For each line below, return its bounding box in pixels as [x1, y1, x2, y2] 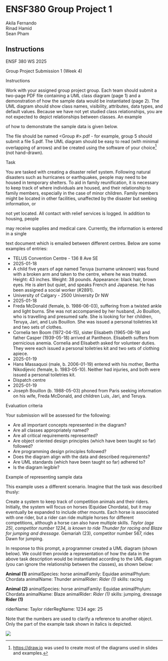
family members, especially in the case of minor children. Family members [5, 190, 159, 196]
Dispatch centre [12, 377, 46, 383]
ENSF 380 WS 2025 [5, 58, 47, 64]
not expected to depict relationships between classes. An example [5, 114, 142, 120]
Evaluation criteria [5, 403, 43, 409]
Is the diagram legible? [12, 465, 60, 471]
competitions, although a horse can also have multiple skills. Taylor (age [5, 520, 154, 526]
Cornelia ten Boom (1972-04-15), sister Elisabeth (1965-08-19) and [12, 330, 150, 335]
